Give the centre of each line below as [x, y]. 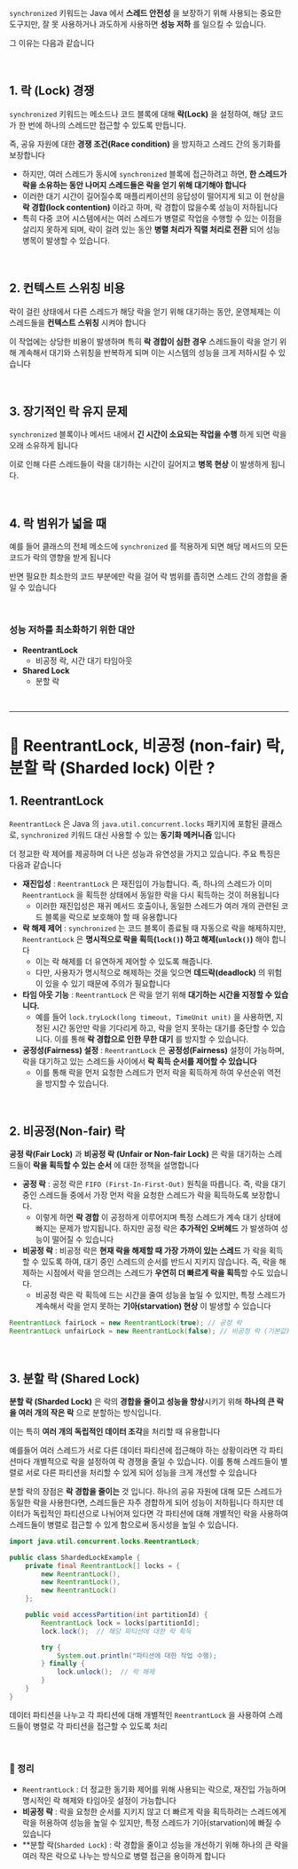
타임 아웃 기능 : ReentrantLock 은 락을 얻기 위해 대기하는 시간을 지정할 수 [147, 994]
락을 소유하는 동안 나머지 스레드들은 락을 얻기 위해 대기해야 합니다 [134, 185]
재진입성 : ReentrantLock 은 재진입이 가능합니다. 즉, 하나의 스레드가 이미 [147, 883]
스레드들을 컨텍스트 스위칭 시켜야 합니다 [78, 322]
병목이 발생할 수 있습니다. [66, 240]
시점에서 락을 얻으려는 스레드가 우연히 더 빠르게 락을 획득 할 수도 [155, 1273]
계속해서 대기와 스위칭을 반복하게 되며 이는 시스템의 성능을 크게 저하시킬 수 [147, 352]
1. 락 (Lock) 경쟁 [52, 91]
